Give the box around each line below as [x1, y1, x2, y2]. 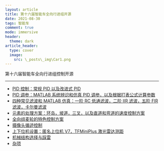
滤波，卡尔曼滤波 [12, 104, 47, 110]
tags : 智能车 [5, 20, 29, 26]
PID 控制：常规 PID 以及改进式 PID [12, 86, 81, 92]
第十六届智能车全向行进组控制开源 [5, 71, 74, 77]
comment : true [5, 25, 34, 30]
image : [9, 52, 23, 57]
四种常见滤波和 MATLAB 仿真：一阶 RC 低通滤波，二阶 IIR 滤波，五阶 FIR [12, 98, 159, 104]
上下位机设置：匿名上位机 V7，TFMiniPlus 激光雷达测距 [12, 129, 124, 134]
